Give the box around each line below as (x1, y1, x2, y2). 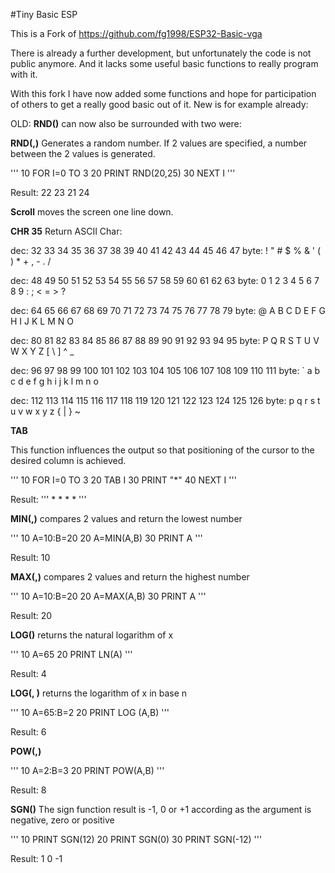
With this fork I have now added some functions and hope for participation (10, 88, 317, 99)
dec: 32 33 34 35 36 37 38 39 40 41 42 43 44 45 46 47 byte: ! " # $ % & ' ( (10, 245, 322, 256)
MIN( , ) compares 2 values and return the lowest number (10, 513, 243, 524)
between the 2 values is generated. (10, 148, 156, 159)
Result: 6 (10, 726, 47, 738)
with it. (10, 69, 38, 80)
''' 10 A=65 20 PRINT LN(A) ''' (10, 649, 133, 660)
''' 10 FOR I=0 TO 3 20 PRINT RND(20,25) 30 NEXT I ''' (10, 167, 236, 179)
